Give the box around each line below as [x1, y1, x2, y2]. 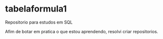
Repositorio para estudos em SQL [5, 19, 73, 25]
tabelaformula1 [5, 3, 67, 14]
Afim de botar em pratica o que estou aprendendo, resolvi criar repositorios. [5, 28, 159, 34]
